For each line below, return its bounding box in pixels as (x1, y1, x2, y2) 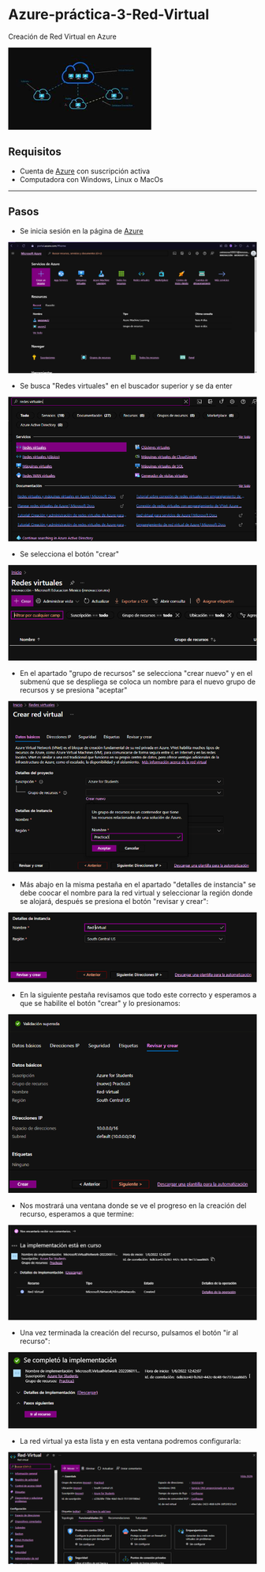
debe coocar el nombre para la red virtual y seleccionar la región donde (19, 888, 253, 898)
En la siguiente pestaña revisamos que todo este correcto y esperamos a (19, 989, 257, 999)
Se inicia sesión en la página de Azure (19, 226, 144, 235)
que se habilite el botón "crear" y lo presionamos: (19, 998, 181, 1008)
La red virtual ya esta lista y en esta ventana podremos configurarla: (19, 1436, 241, 1445)
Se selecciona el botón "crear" (19, 549, 120, 559)
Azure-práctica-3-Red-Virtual (8, 6, 210, 24)
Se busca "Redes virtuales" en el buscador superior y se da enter (19, 381, 233, 390)
